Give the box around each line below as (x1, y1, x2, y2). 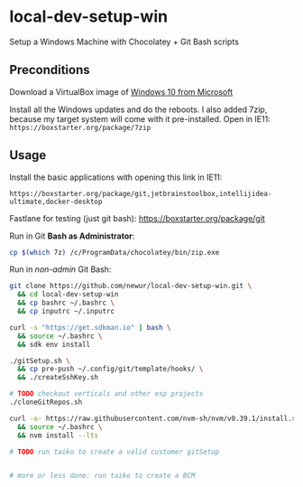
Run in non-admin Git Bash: (9, 264, 112, 275)
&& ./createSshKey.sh (17, 373, 99, 382)
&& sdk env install (17, 340, 91, 349)
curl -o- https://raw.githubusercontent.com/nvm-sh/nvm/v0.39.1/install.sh (9, 414, 300, 423)
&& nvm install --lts (17, 431, 99, 440)
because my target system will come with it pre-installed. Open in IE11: (9, 113, 271, 124)
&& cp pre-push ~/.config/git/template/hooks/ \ (17, 364, 204, 374)
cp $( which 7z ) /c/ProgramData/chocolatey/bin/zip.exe (9, 248, 220, 257)
